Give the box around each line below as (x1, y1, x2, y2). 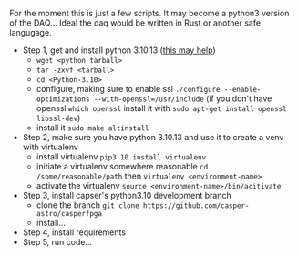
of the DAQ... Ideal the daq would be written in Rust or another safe (9, 17, 262, 28)
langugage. (9, 27, 52, 37)
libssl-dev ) (36, 113, 81, 123)
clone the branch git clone (36, 200, 139, 210)
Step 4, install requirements (22, 227, 126, 238)
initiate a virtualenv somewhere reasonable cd (36, 161, 209, 171)
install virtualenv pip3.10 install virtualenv (36, 151, 207, 162)
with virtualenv (22, 141, 79, 152)
